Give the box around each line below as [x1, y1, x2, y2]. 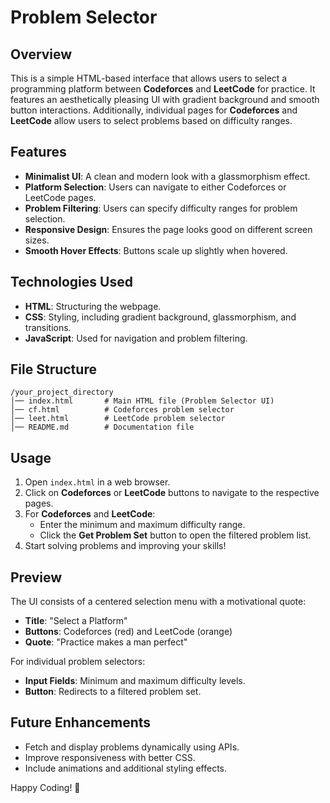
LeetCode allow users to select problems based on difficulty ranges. [10, 115, 293, 126]
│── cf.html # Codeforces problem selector [10, 405, 235, 415]
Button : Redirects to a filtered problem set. [24, 686, 202, 698]
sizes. [24, 234, 50, 246]
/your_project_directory [10, 387, 114, 398]
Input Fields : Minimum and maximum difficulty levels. [24, 675, 246, 687]
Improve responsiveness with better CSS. [24, 751, 196, 763]
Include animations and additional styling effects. [24, 762, 227, 774]
